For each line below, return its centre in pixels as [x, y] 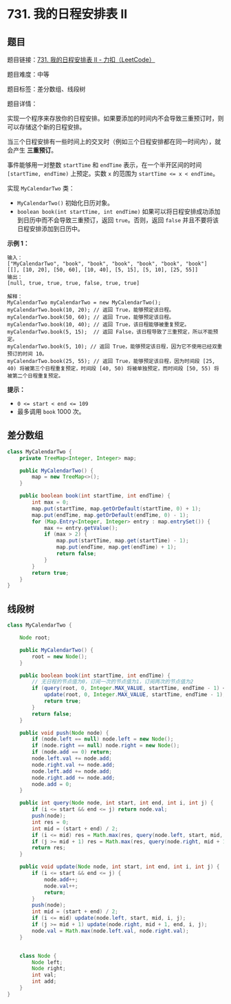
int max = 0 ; [51, 502]
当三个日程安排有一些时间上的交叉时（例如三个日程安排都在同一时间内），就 [114, 141]
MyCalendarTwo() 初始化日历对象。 [65, 203]
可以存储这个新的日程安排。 [46, 127]
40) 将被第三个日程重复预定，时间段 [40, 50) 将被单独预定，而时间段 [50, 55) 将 [113, 368]
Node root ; [35, 638]
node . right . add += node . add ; [74, 778]
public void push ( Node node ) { [64, 733]
